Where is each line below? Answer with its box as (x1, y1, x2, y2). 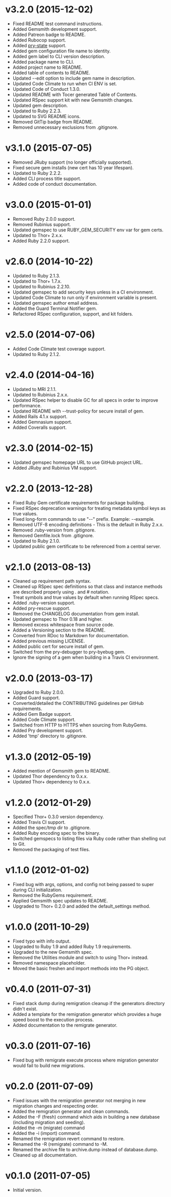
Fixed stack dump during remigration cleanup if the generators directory (12, 1000, 165, 1007)
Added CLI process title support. (12, 175, 82, 182)
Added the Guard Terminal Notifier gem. (12, 305, 97, 311)
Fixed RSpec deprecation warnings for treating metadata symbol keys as (12, 505, 166, 511)
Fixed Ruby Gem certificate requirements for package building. (12, 499, 145, 506)
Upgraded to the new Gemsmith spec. (12, 949, 93, 955)
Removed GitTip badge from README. (12, 119, 93, 125)
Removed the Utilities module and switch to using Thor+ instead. (12, 954, 149, 960)
